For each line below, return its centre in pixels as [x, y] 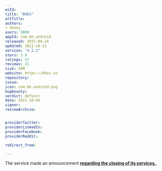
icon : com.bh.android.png [31, 87]
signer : [13, 105]
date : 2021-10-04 [23, 101]
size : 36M [15, 69]
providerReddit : [21, 136]
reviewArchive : [20, 110]
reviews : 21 [17, 64]
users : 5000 [17, 32]
